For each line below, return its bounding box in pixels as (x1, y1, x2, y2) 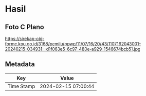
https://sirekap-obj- (5, 36, 45, 41)
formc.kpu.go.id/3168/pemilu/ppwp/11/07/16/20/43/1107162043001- (5, 41, 141, 47)
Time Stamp (7, 83, 36, 90)
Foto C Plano (5, 23, 44, 31)
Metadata (5, 60, 35, 69)
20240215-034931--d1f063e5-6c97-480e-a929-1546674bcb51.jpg (5, 46, 141, 52)
